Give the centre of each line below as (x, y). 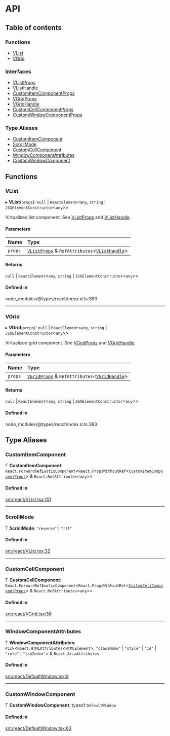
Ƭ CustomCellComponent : (33, 580)
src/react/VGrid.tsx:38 (29, 614)
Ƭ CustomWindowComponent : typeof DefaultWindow (61, 705)
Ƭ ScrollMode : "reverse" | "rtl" (39, 528)
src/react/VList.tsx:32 (28, 551)
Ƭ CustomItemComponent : (34, 466)
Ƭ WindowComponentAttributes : (40, 643)
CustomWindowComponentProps (47, 115)
